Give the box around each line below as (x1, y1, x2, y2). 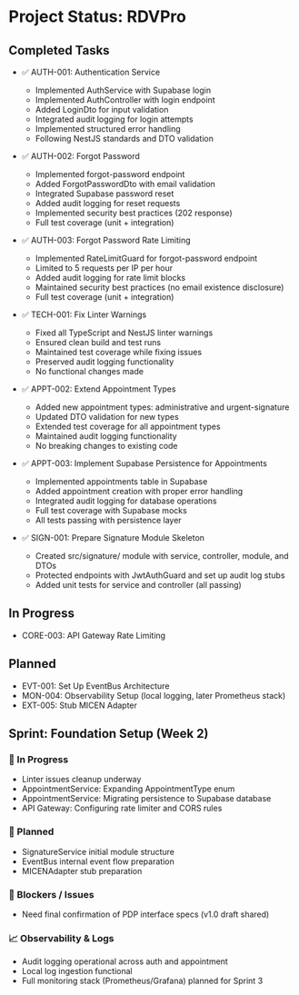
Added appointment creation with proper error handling (35, 486, 244, 496)
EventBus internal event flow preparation (21, 856, 174, 867)
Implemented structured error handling (35, 124, 181, 134)
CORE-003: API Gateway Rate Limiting (21, 630, 165, 641)
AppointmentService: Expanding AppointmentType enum (21, 783, 235, 794)
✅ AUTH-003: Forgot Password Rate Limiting (21, 234, 192, 245)
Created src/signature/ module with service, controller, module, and (35, 551, 289, 561)
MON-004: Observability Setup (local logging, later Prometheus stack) (21, 690, 286, 701)
